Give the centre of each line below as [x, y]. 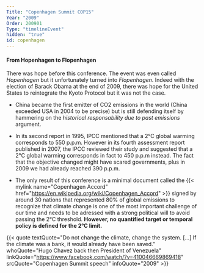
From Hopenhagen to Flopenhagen [51, 60]
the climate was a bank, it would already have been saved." [81, 244]
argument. [28, 124]
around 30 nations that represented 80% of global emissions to [95, 200]
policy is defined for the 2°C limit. [59, 226]
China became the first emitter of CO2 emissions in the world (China [101, 105]
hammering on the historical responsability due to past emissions [97, 118]
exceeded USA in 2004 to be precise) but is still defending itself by [100, 111]
